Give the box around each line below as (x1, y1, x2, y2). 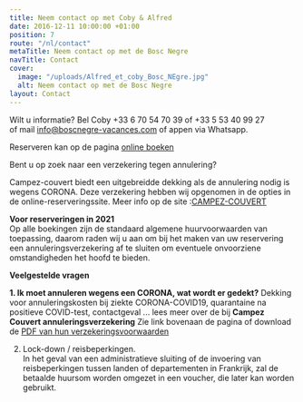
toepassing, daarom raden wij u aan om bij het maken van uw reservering (9, 232, 284, 243)
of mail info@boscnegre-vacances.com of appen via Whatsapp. (9, 123, 249, 134)
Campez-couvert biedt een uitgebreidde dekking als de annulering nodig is (9, 176, 290, 187)
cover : (9, 64, 34, 74)
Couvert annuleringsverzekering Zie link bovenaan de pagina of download (9, 316, 292, 327)
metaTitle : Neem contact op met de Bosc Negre (9, 47, 189, 56)
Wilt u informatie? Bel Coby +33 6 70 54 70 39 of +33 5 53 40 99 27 (9, 114, 265, 125)
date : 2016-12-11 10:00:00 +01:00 (9, 22, 141, 31)
